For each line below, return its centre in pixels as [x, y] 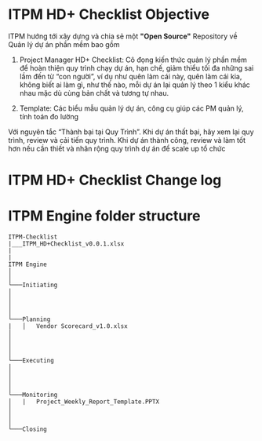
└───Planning [29, 319]
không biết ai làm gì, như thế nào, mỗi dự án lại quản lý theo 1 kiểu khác [135, 85]
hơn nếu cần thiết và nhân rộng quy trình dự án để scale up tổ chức [117, 148]
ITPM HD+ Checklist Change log [115, 180]
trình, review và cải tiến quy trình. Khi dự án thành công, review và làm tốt [127, 140]
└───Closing [27, 429]
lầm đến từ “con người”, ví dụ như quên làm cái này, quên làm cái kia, [131, 76]
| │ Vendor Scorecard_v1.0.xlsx [68, 326]
